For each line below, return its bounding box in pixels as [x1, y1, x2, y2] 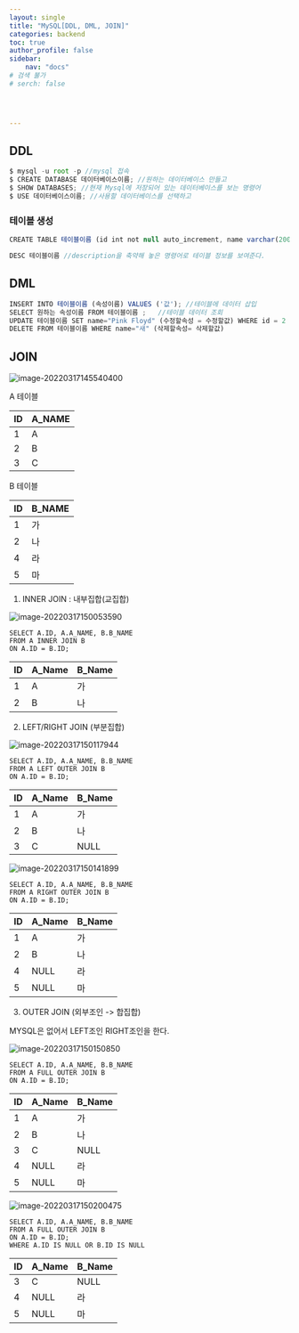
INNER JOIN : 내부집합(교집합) [21, 594, 130, 605]
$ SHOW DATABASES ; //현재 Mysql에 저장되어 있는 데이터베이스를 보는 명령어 [9, 183, 261, 192]
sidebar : [9, 54, 42, 63]
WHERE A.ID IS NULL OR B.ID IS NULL [9, 1241, 145, 1250]
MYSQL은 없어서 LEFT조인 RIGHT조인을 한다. [9, 1026, 170, 1036]
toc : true [9, 37, 46, 47]
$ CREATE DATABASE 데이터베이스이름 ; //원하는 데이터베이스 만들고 [9, 175, 227, 184]
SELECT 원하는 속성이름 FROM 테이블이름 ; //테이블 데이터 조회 [9, 308, 223, 317]
